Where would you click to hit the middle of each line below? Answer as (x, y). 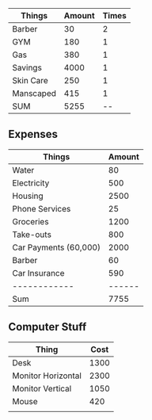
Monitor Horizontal (47, 376)
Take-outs (32, 235)
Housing (28, 196)
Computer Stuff (47, 327)
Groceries (30, 221)
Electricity (31, 183)
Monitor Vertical (42, 388)
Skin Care (30, 80)
